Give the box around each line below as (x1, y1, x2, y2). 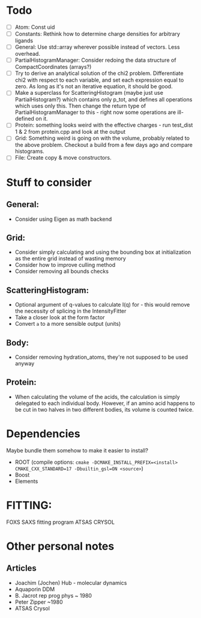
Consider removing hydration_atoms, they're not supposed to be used (14, 353, 188, 361)
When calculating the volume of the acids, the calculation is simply (14, 393, 180, 400)
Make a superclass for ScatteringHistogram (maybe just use (14, 89, 164, 97)
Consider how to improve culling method (14, 262, 116, 269)
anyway (14, 359, 35, 367)
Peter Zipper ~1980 (14, 598, 63, 605)
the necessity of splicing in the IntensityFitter (14, 307, 127, 315)
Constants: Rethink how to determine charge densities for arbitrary (14, 31, 181, 37)
